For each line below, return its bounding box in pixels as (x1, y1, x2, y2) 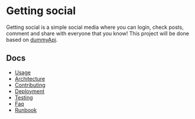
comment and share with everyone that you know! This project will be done (6, 29, 190, 37)
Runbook (14, 106, 37, 113)
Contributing (14, 81, 45, 88)
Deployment (14, 87, 45, 95)
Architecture (14, 75, 45, 82)
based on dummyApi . (6, 36, 58, 43)
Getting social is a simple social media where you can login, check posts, (6, 24, 184, 31)
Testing (14, 94, 34, 101)
